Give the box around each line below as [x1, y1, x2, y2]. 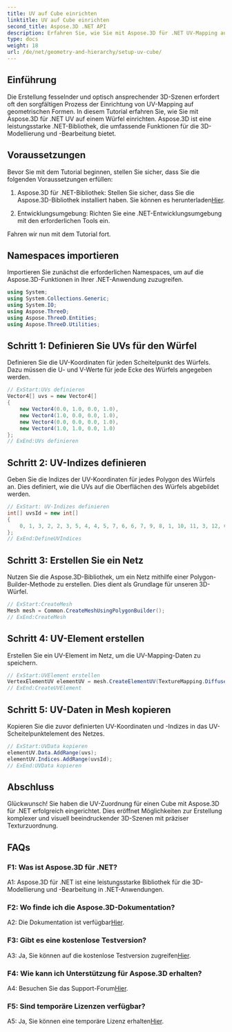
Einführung [7, 74, 57, 86]
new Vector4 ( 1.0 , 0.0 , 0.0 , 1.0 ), [19, 412, 119, 419]
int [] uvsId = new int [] [7, 509, 79, 517]
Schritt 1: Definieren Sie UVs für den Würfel [7, 340, 197, 352]
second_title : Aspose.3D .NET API [7, 23, 107, 30]
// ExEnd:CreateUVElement [7, 685, 81, 691]
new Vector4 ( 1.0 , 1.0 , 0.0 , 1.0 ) [19, 425, 116, 432]
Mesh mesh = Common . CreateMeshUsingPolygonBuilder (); [7, 607, 166, 614]
